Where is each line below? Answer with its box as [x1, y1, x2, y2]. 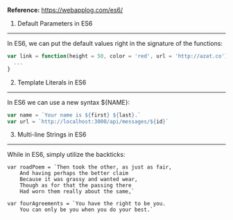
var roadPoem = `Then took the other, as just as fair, [7, 164, 172, 171]
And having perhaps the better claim [19, 170, 129, 177]
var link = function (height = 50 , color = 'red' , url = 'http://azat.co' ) [7, 53, 228, 60]
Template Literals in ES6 [17, 78, 87, 86]
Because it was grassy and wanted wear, [19, 176, 138, 183]
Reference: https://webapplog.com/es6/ [7, 6, 123, 14]
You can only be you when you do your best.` [19, 206, 154, 214]
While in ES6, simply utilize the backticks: [7, 151, 126, 159]
